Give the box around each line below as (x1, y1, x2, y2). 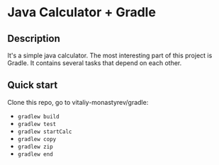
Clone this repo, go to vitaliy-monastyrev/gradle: (7, 98, 149, 106)
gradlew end (17, 150, 53, 158)
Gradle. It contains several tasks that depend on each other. (7, 59, 182, 67)
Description (7, 33, 60, 45)
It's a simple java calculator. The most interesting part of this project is (7, 51, 213, 59)
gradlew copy (17, 135, 57, 142)
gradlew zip (17, 143, 53, 150)
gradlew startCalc (17, 128, 72, 135)
